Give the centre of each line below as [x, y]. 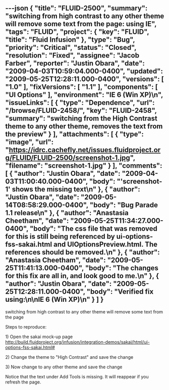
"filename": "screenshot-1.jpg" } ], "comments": [84, 166]
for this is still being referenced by [60, 237]
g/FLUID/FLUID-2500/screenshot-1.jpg [68, 158]
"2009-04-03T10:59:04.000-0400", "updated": [84, 71]
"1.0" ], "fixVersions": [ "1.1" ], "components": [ [81, 87]
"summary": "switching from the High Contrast [81, 119]
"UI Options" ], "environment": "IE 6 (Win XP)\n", [84, 95]
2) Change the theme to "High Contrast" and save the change [69, 357]
